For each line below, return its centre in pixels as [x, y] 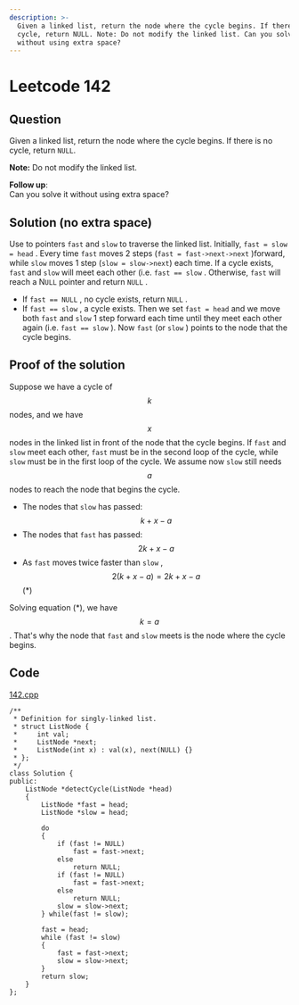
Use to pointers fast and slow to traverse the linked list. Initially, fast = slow [148, 244]
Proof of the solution [67, 365]
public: [24, 781]
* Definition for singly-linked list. [85, 718]
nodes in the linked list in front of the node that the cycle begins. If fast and [148, 442]
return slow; [65, 976]
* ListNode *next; [55, 742]
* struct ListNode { [51, 727]
